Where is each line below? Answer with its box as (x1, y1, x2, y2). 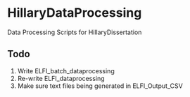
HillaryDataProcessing (7, 5, 142, 21)
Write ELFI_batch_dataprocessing (17, 66, 115, 75)
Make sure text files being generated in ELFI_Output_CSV (17, 82, 183, 90)
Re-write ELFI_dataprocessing (17, 74, 105, 82)
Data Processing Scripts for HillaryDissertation (7, 28, 142, 36)
